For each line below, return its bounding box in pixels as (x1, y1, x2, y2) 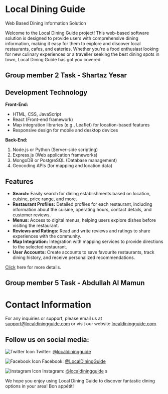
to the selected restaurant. (12, 243, 68, 249)
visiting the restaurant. (12, 222, 59, 228)
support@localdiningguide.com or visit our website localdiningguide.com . (5, 321, 157, 327)
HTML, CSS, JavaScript (12, 111, 62, 117)
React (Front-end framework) (12, 116, 73, 122)
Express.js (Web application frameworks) (12, 152, 98, 158)
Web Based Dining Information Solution (5, 20, 86, 26)
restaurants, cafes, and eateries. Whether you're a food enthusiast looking (5, 46, 159, 52)
